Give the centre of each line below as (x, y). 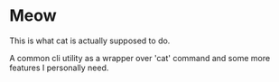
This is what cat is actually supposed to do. (90, 41)
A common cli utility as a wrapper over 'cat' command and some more (140, 58)
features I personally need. (59, 68)
